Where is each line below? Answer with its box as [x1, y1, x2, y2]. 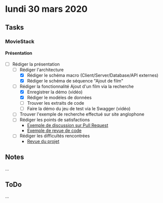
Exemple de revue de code [27, 127, 82, 134]
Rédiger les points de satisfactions [19, 117, 90, 123]
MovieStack [5, 38, 35, 45]
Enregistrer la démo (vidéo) [27, 89, 83, 95]
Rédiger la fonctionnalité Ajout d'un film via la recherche [19, 83, 134, 89]
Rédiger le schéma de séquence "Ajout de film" [27, 78, 123, 83]
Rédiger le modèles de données [27, 95, 92, 101]
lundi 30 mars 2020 [5, 3, 88, 15]
